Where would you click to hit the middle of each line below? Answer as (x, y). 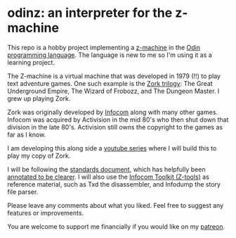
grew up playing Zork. (39, 98)
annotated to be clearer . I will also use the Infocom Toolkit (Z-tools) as (108, 177)
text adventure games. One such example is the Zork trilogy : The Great (110, 83)
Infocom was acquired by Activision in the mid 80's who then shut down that (118, 119)
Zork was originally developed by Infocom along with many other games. (113, 112)
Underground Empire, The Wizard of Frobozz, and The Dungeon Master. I (113, 91)
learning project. (31, 62)
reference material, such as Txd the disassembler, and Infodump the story (114, 184)
